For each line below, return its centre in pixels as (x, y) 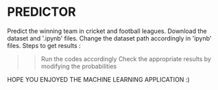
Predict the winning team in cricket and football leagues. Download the (107, 31)
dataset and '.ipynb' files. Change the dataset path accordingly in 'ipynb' (109, 38)
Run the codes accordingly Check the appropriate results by (126, 58)
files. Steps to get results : (44, 45)
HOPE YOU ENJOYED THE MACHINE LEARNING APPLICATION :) (98, 79)
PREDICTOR (42, 12)
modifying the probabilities (79, 66)
